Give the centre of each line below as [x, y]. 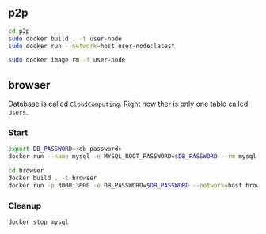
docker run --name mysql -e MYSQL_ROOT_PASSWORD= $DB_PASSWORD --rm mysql [133, 157]
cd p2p [19, 31]
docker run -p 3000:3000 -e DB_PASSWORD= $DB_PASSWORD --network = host [125, 185]
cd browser [26, 171]
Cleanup [25, 206]
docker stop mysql [38, 222]
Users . [18, 112]
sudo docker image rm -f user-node [67, 60]
